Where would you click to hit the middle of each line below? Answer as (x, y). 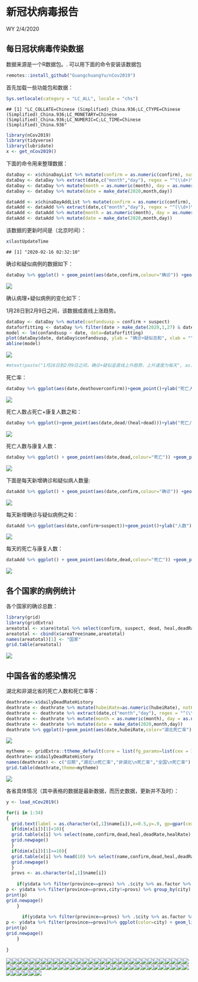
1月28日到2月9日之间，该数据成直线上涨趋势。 (63, 310)
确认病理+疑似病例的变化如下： (44, 298)
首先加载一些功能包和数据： (40, 87)
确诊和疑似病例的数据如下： (40, 264)
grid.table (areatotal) (34, 645)
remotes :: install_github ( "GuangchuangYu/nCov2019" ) (71, 75)
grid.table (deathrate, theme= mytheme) (52, 768)
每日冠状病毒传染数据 (45, 49)
